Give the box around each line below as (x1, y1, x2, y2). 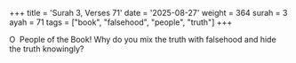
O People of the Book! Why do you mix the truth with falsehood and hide (9, 35, 277, 44)
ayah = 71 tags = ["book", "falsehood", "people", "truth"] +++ (9, 17, 233, 28)
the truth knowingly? (9, 43, 84, 54)
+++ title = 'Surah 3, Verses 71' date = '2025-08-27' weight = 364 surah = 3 (9, 8, 288, 18)
